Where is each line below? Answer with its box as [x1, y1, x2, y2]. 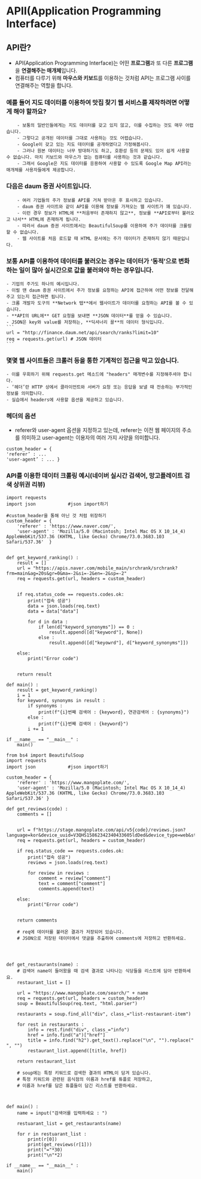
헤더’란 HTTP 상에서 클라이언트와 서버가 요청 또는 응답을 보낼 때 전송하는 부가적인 [14, 384, 193, 391]
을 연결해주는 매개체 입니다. [14, 67, 78, 74]
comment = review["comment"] [38, 875, 111, 881]
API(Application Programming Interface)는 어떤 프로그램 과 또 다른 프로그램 [14, 59, 193, 67]
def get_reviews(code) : [6, 806, 68, 812]
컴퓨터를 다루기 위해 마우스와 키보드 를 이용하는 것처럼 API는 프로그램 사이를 [14, 74, 191, 82]
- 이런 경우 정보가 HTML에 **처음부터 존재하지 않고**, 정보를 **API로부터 [17, 210, 179, 216]
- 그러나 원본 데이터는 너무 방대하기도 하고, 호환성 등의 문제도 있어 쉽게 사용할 [17, 148, 190, 154]
